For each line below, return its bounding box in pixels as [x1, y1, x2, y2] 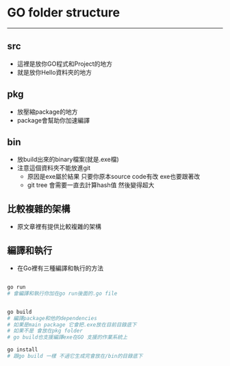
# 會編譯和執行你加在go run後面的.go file [7, 290, 118, 297]
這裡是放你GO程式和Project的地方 [16, 60, 113, 68]
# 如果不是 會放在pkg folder [7, 328, 84, 334]
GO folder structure [7, 5, 120, 21]
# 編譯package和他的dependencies [7, 315, 97, 321]
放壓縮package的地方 [16, 108, 78, 116]
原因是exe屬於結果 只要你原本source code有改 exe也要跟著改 [27, 173, 201, 181]
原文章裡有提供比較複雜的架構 [16, 223, 101, 231]
